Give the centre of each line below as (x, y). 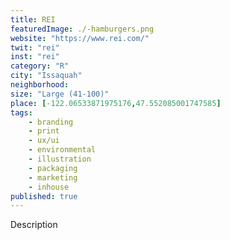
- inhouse (49, 187)
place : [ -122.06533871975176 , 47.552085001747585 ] (116, 103)
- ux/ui (44, 141)
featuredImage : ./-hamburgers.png (82, 29)
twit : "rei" (35, 47)
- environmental (62, 150)
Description (34, 225)
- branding (51, 122)
